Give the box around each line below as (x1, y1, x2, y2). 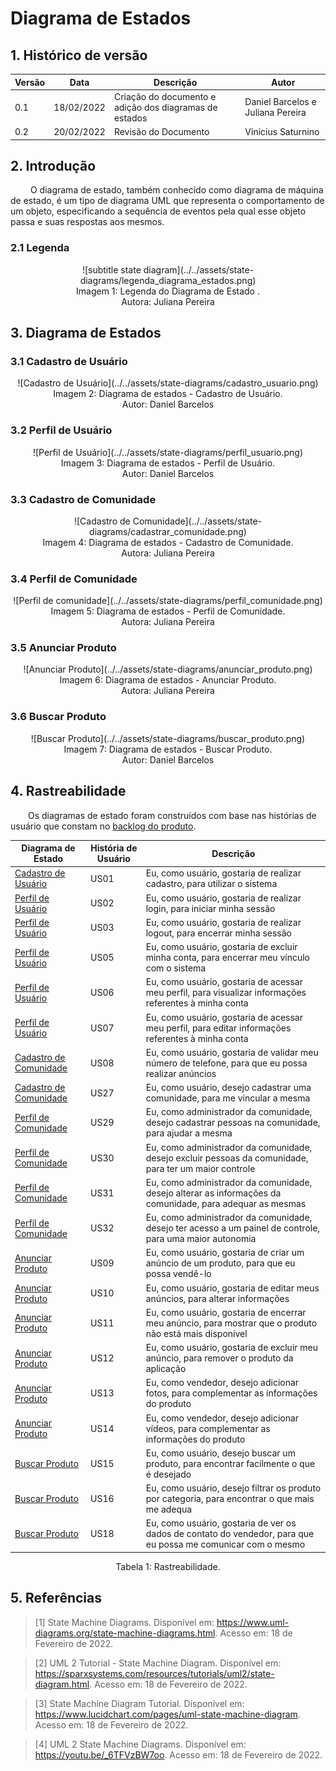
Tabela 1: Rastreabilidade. (115, 1560, 221, 1572)
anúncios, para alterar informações (145, 1292, 290, 1304)
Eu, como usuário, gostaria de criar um (145, 1247, 305, 1259)
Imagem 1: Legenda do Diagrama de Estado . (76, 285, 260, 297)
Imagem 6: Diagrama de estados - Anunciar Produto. (59, 674, 277, 686)
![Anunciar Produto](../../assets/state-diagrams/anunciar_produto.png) (23, 663, 313, 676)
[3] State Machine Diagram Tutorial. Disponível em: (34, 1697, 245, 1709)
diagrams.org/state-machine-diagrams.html (34, 1627, 216, 1639)
